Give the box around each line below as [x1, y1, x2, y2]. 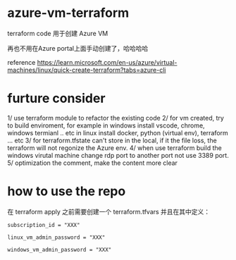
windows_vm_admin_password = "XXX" [7, 246, 112, 253]
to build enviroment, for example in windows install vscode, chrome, [7, 121, 206, 130]
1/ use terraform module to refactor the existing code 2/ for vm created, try [7, 113, 224, 122]
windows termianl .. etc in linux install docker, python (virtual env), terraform [7, 128, 229, 137]
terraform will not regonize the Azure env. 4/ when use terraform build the [7, 143, 222, 152]
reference [7, 58, 36, 66]
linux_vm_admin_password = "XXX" [7, 234, 106, 241]
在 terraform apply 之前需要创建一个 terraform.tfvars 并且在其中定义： [7, 207, 211, 216]
